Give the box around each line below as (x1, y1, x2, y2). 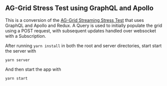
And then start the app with (5, 66, 61, 72)
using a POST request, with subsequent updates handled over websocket (5, 27, 156, 34)
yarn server (5, 57, 30, 63)
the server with (5, 48, 36, 54)
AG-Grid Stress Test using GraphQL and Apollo (5, 4, 154, 12)
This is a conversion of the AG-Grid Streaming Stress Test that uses (5, 17, 144, 23)
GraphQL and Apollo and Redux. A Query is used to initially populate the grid (5, 22, 163, 28)
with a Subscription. (5, 33, 46, 39)
